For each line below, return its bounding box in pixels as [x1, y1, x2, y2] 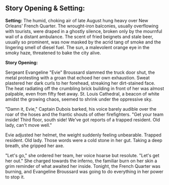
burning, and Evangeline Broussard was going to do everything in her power [5, 168, 164, 174]
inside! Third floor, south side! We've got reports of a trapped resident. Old [5, 116, 160, 123]
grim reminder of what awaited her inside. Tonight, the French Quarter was [5, 163, 160, 169]
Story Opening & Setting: [5, 4, 85, 13]
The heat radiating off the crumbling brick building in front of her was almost [5, 85, 164, 91]
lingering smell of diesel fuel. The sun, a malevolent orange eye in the [5, 44, 150, 50]
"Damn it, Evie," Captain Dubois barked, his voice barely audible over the [5, 106, 156, 112]
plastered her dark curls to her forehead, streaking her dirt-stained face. [5, 80, 155, 86]
